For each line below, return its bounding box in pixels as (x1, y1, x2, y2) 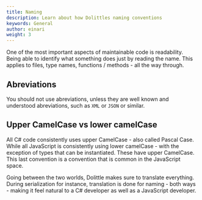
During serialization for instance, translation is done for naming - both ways (6, 180, 197, 187)
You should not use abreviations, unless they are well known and (6, 95, 169, 103)
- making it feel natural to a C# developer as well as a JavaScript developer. (6, 187, 197, 194)
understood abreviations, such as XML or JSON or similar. (6, 102, 145, 109)
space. (6, 161, 24, 169)
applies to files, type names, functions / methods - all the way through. (6, 62, 184, 69)
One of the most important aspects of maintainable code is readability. (6, 48, 183, 56)
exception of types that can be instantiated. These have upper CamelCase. (6, 149, 195, 156)
